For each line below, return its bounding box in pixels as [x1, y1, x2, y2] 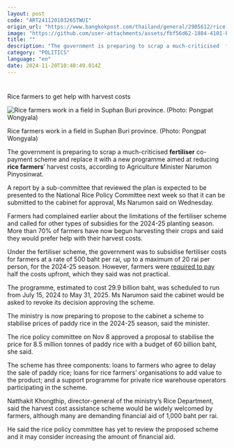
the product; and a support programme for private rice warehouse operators [7, 375, 226, 384]
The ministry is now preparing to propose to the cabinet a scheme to [7, 311, 204, 320]
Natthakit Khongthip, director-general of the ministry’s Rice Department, [7, 396, 214, 405]
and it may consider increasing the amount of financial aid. [7, 432, 175, 440]
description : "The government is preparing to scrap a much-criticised [7, 43, 219, 50]
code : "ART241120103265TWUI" [7, 17, 92, 24]
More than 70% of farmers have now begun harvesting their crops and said [7, 226, 224, 234]
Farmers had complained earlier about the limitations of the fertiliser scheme [7, 211, 227, 220]
